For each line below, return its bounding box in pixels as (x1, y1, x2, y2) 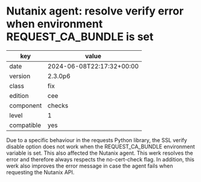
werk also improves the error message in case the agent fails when (6, 162, 173, 169)
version (9, 71, 31, 80)
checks (47, 101, 68, 109)
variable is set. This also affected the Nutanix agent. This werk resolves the (6, 149, 193, 157)
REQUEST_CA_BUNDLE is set (6, 30, 154, 44)
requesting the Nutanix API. (6, 168, 75, 176)
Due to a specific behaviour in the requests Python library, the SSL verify (6, 136, 187, 143)
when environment (6, 17, 103, 31)
